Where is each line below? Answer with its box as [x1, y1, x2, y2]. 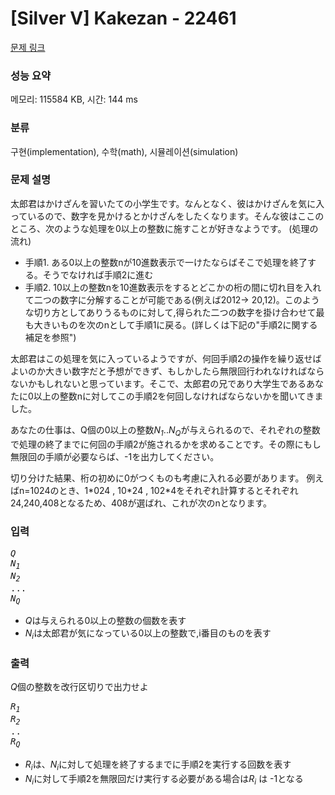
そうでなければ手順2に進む [42, 268, 154, 281]
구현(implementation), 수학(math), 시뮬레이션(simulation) [10, 145, 239, 157]
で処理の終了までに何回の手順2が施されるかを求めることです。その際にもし [10, 438, 322, 450]
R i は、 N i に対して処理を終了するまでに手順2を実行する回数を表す [24, 758, 292, 772]
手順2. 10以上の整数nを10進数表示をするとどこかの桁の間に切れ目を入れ [24, 281, 322, 293]
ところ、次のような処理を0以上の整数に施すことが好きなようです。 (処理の [10, 222, 319, 234]
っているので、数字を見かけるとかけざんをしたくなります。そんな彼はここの [10, 210, 325, 222]
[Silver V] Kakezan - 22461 [10, 7, 237, 30]
